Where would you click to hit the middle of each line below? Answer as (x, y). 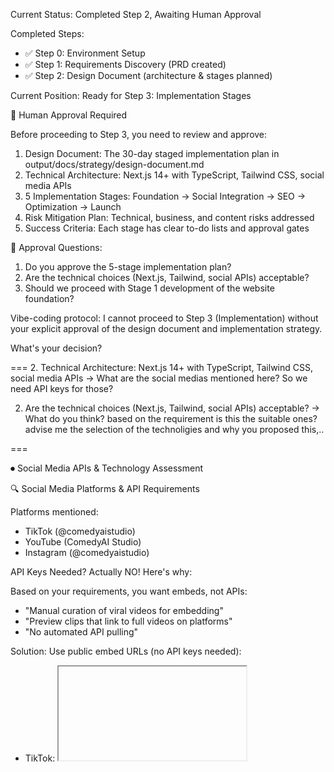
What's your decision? (56, 348)
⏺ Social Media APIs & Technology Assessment (106, 468)
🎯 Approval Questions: (56, 247)
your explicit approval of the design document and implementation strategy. (166, 328)
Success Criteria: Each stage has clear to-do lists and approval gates (167, 228)
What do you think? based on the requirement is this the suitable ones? (171, 418)
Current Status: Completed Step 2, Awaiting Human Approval (136, 14)
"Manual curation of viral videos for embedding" (124, 610)
